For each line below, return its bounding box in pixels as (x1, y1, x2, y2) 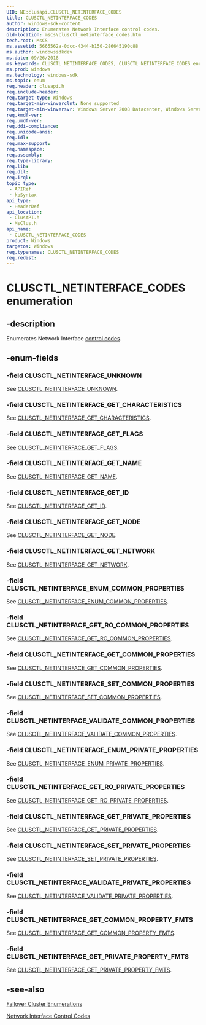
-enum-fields (6, 353, 58, 363)
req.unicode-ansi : (6, 129, 53, 135)
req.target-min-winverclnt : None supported (6, 100, 120, 106)
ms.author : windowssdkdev (6, 49, 72, 55)
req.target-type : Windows (6, 95, 72, 101)
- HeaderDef (9, 203, 40, 210)
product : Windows (6, 237, 51, 243)
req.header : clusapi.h (6, 84, 64, 90)
